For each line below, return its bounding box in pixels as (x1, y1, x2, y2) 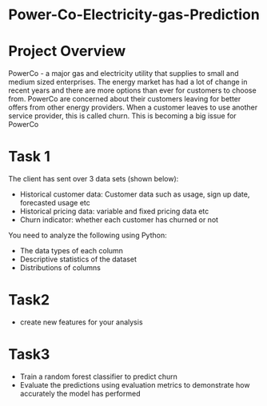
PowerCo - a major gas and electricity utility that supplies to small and (8, 69, 239, 78)
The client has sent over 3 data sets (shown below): (8, 174, 179, 184)
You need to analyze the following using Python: (8, 230, 167, 241)
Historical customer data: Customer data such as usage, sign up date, (19, 189, 250, 199)
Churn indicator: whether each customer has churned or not (19, 215, 218, 225)
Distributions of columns (19, 263, 102, 273)
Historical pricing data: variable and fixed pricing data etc (19, 206, 209, 217)
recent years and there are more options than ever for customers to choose (8, 86, 257, 95)
